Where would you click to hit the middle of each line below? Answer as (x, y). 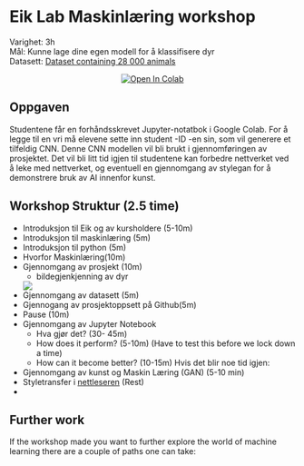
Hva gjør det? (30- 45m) (82, 333)
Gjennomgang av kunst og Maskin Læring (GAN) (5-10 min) (133, 372)
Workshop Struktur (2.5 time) (94, 206)
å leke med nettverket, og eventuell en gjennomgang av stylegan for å (140, 168)
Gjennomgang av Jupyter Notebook (89, 323)
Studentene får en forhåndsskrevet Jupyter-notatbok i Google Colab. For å (149, 129)
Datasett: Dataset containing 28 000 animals (93, 61)
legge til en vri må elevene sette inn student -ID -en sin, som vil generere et (150, 139)
